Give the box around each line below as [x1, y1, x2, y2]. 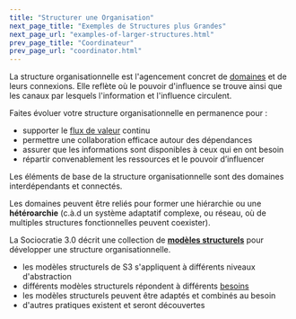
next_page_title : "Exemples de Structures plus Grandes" [9, 22, 227, 31]
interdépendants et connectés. [9, 181, 123, 191]
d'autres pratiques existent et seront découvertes [22, 300, 205, 311]
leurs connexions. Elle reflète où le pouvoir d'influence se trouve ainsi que [9, 81, 283, 92]
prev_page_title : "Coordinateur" [9, 38, 135, 48]
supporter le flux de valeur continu [22, 125, 151, 136]
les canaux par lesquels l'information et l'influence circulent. [9, 91, 232, 102]
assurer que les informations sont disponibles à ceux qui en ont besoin [22, 145, 284, 155]
